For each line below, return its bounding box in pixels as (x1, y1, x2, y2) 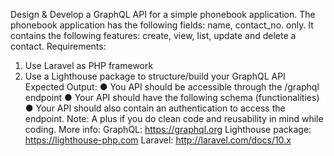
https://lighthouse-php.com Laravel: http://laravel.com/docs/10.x (24, 134, 292, 146)
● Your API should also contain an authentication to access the (24, 102, 286, 114)
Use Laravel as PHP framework (24, 60, 154, 71)
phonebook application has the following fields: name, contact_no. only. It (10, 19, 314, 31)
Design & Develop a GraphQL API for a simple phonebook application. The (10, 9, 316, 20)
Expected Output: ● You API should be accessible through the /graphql (24, 81, 320, 93)
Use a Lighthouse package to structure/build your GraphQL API (24, 70, 286, 82)
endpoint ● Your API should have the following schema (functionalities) (24, 92, 320, 103)
